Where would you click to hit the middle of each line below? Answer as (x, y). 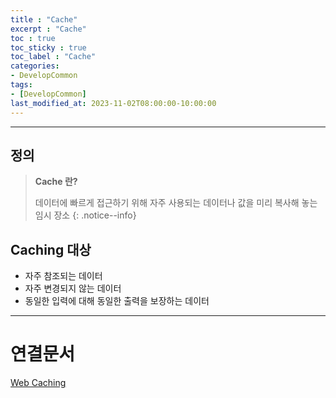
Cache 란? (56, 182)
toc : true (33, 38)
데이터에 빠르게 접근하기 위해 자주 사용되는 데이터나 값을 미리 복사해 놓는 (176, 203)
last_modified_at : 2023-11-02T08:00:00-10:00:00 (113, 103)
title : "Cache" (44, 19)
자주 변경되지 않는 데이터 (73, 288)
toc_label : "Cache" (53, 57)
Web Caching (38, 383)
